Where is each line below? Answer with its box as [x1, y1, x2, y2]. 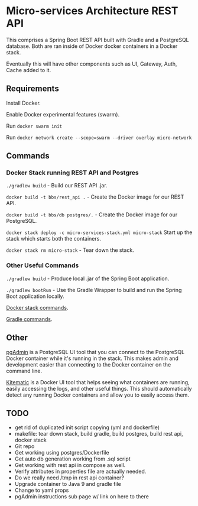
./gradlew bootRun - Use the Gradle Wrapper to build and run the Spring [6, 286, 182, 293]
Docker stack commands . [6, 304, 69, 311]
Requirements [6, 84, 59, 94]
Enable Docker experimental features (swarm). [6, 111, 120, 118]
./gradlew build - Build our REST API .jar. [6, 182, 108, 189]
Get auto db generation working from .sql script [14, 455, 131, 462]
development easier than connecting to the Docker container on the [6, 361, 171, 368]
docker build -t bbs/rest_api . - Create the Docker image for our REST [6, 193, 184, 200]
